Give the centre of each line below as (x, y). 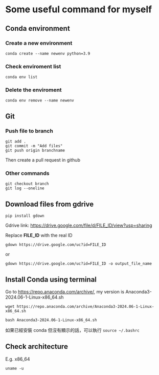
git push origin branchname (35, 151)
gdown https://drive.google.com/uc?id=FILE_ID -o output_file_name (79, 264)
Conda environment (38, 28)
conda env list (21, 77)
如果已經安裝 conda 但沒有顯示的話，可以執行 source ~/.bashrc (72, 330)
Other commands (27, 173)
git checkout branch (27, 184)
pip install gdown (25, 216)
